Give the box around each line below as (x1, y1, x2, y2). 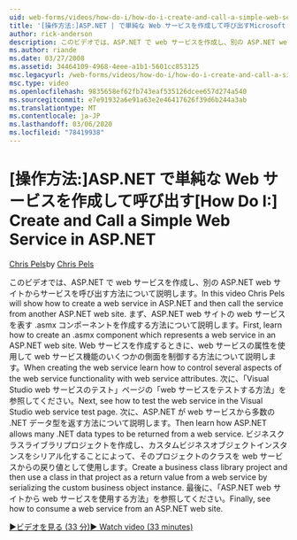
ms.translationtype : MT (9, 104, 97, 112)
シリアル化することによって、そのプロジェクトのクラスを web (32, 451, 258, 461)
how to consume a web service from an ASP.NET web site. (9, 503, 224, 513)
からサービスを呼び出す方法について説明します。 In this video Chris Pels (24, 288, 286, 298)
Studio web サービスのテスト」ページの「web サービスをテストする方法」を (9, 384, 287, 395)
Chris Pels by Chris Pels (9, 258, 95, 269)
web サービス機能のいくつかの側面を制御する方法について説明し (34, 351, 269, 361)
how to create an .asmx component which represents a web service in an (9, 329, 277, 340)
